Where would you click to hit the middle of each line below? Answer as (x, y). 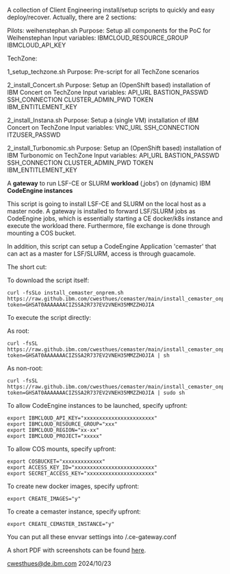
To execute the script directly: (49, 318)
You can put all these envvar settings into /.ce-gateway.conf (92, 537)
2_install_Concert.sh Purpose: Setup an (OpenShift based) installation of (109, 85)
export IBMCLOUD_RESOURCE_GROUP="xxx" (62, 424)
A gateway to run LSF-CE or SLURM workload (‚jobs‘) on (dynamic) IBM (109, 183)
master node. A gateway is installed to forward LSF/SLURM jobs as (101, 211)
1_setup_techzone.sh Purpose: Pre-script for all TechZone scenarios (103, 72)
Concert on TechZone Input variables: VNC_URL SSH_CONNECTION (103, 127)
